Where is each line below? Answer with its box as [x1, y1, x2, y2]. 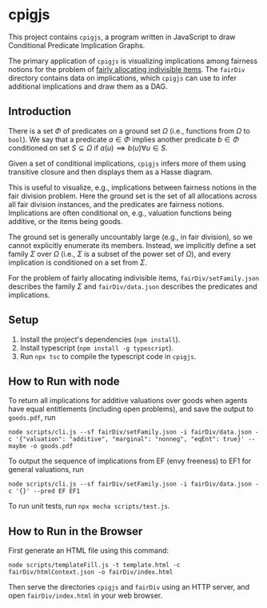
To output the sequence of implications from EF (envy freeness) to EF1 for [8, 456, 252, 466]
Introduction [8, 105, 72, 118]
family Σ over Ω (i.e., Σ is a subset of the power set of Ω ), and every [8, 249, 232, 258]
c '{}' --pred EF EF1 [8, 487, 81, 495]
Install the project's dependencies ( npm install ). [19, 334, 181, 344]
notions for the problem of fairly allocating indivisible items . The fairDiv [8, 64, 245, 74]
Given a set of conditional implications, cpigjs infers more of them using [8, 158, 246, 168]
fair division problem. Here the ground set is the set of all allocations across [8, 190, 257, 201]
